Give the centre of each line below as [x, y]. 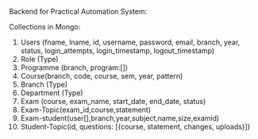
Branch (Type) [44, 84]
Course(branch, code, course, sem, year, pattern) [102, 76]
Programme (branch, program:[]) [74, 68]
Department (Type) [52, 93]
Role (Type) [39, 59]
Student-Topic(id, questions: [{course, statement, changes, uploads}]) [135, 127]
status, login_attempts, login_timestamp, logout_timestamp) [117, 50]
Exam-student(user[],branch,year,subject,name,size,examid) [120, 118]
